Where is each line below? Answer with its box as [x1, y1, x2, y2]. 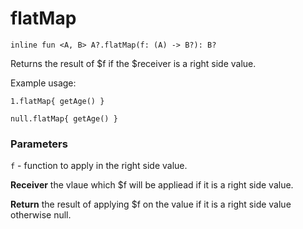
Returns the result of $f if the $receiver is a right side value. [10, 57, 257, 69]
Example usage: [10, 77, 77, 89]
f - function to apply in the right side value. [10, 160, 188, 172]
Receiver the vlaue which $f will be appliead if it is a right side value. [10, 179, 294, 191]
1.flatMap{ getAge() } [10, 96, 105, 106]
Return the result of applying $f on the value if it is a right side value [10, 198, 292, 211]
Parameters [10, 137, 68, 151]
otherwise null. [10, 209, 72, 221]
